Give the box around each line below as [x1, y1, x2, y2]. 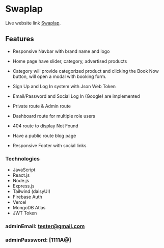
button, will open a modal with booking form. [12, 73, 107, 79]
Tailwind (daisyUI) [12, 188, 51, 195]
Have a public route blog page [12, 132, 76, 139]
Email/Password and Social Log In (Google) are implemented [12, 93, 140, 99]
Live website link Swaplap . [5, 20, 61, 26]
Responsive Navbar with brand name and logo [12, 48, 110, 54]
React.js [12, 172, 30, 178]
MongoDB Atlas [12, 205, 46, 211]
